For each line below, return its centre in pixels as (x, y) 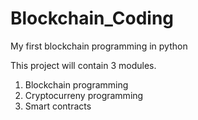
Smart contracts (58, 106)
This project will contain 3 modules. (83, 65)
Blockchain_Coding (92, 18)
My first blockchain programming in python (99, 46)
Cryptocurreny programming (84, 95)
